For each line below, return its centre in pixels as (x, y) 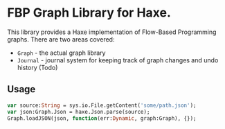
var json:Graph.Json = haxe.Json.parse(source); (79, 112)
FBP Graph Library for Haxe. (89, 13)
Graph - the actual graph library (61, 53)
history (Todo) (37, 67)
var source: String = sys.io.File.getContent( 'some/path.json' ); (102, 105)
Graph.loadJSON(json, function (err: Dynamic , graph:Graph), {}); (102, 118)
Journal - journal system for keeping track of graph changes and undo (118, 60)
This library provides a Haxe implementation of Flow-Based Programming (112, 32)
